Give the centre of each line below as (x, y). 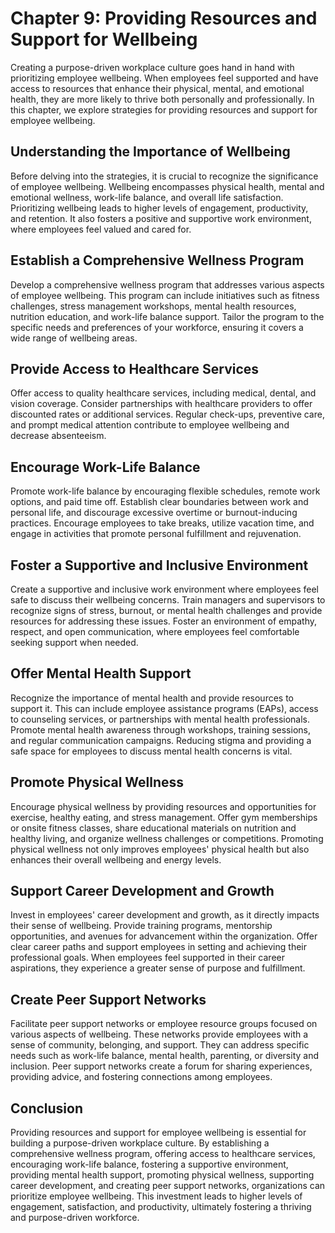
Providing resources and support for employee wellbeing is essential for (158, 1133)
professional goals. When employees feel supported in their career (147, 958)
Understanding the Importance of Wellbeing (150, 152)
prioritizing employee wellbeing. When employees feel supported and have (164, 78)
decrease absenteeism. (58, 436)
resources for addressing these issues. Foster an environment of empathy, (164, 621)
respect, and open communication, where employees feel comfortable (155, 631)
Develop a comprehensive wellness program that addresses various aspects (167, 284)
